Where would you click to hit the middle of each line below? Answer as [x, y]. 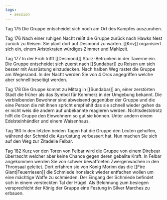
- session [20, 14]
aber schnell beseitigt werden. [36, 80]
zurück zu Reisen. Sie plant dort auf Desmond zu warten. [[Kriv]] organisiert [83, 43]
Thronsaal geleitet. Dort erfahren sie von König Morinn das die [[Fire [75, 167]
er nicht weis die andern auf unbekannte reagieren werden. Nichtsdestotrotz [84, 110]
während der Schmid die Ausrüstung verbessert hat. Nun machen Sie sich [81, 136]
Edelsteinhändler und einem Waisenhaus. [48, 121]
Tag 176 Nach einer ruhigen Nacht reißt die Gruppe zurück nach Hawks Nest [84, 38]
